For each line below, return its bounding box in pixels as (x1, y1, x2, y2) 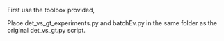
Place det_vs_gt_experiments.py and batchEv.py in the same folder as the (7, 19, 218, 27)
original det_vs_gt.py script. (7, 27, 86, 34)
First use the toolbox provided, (7, 6, 95, 14)
